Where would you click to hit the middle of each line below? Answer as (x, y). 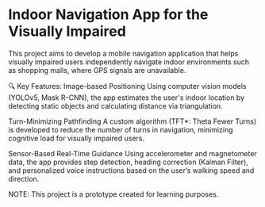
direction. (24, 178)
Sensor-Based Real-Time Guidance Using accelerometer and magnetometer (133, 153)
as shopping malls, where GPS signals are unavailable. (97, 70)
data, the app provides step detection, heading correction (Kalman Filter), (128, 162)
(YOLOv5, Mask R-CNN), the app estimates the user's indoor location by (127, 98)
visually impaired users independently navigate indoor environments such (129, 62)
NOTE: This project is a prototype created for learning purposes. (113, 194)
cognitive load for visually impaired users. (77, 138)
